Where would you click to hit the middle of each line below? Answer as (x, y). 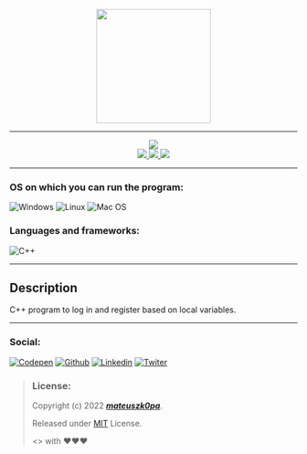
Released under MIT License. (87, 423)
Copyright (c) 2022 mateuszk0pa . (97, 406)
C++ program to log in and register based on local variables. (123, 310)
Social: (25, 343)
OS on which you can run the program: (97, 187)
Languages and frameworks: (74, 231)
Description (43, 287)
